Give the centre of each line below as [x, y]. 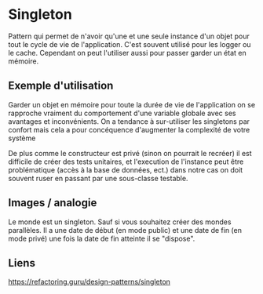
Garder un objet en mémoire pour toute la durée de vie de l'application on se [132, 104]
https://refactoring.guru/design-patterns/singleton [89, 282]
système [22, 138]
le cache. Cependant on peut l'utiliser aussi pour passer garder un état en [127, 53]
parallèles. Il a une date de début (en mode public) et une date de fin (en [125, 230]
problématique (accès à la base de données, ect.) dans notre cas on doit [126, 169]
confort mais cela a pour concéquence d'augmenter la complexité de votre [129, 129]
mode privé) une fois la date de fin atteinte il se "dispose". [102, 238]
